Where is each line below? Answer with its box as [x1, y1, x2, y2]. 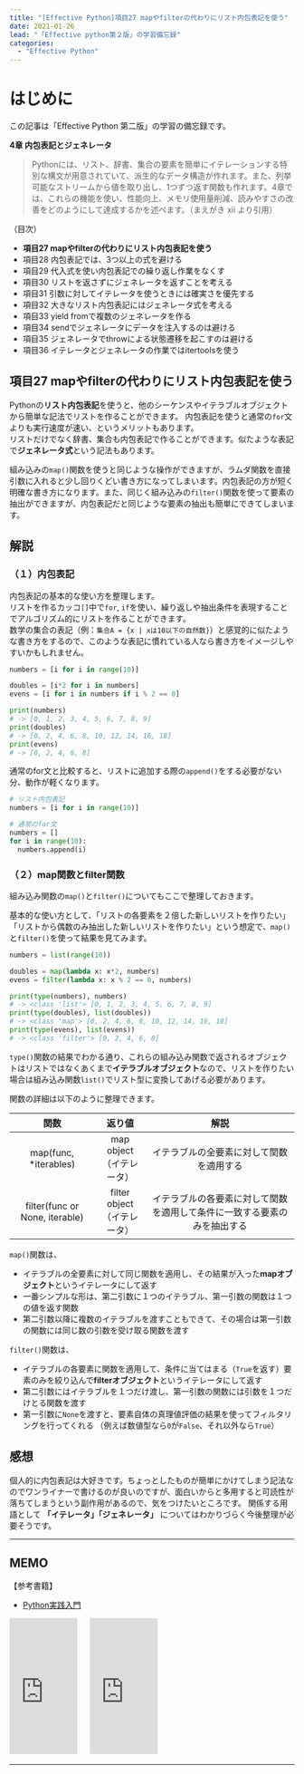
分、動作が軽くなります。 [9, 776, 104, 788]
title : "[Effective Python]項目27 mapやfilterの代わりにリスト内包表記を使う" [9, 13, 290, 23]
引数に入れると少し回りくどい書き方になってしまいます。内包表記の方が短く [9, 475, 294, 486]
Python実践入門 [22, 1600, 81, 1611]
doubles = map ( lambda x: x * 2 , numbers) [9, 967, 160, 976]
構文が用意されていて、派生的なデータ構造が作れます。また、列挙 [47, 170, 292, 181]
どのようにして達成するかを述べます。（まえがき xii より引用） [47, 205, 278, 216]
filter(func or [25, 1200, 80, 1212]
